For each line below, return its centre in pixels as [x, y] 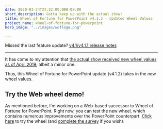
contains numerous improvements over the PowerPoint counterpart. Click [78, 116]
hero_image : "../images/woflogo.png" [43, 28]
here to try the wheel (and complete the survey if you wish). [65, 121]
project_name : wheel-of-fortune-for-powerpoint [54, 23]
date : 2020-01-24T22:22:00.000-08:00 [43, 9]
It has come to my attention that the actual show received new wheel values [81, 59]
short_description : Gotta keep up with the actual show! [64, 14]
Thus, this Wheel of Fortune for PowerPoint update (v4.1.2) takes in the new [81, 74]
